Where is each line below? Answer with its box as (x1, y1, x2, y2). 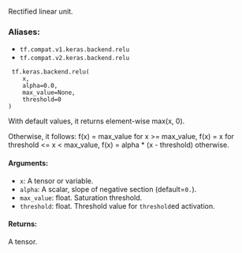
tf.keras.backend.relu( (11, 68, 90, 76)
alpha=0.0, (22, 82, 58, 90)
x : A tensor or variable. (19, 176, 94, 185)
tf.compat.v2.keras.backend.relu (19, 55, 130, 62)
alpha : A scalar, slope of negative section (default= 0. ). (19, 184, 197, 194)
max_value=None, (22, 89, 76, 97)
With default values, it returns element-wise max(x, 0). (8, 116, 185, 126)
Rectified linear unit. (8, 7, 73, 16)
